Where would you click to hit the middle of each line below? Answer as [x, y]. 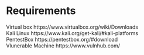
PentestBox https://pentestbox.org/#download [62, 39]
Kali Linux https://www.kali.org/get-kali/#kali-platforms [72, 33]
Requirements [41, 11]
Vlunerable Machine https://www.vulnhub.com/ [63, 46]
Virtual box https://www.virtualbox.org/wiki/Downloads [72, 27]
